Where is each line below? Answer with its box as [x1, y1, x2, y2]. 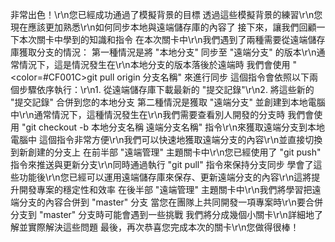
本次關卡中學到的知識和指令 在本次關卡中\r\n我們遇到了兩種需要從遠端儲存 [18, 34, 326, 45]
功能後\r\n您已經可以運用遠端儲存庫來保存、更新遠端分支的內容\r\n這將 [18, 171, 312, 183]
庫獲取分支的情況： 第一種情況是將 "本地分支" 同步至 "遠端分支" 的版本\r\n [10, 46, 317, 58]
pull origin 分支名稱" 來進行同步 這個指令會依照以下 [99, 71, 310, 83]
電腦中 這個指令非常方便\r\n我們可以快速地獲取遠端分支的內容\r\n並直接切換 [10, 134, 323, 145]
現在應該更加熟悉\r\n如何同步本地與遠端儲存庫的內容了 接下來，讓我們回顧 [10, 21, 317, 33]
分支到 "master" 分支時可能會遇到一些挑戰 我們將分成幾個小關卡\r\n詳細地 [10, 209, 315, 220]
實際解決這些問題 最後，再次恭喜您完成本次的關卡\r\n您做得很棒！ [27, 221, 300, 233]
